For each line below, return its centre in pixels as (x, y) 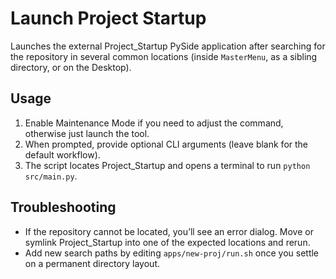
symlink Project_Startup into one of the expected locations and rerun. (167, 242)
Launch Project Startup (108, 18)
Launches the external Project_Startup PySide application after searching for (168, 46)
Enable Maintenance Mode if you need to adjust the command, (154, 123)
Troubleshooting (63, 207)
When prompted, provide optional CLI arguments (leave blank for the (166, 144)
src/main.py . (51, 176)
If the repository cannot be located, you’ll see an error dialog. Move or (169, 231)
